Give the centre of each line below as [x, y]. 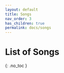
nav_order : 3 [18, 19]
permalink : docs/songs [28, 28]
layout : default [21, 10]
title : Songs [18, 14]
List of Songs [32, 52]
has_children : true [25, 23]
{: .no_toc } [16, 66]
